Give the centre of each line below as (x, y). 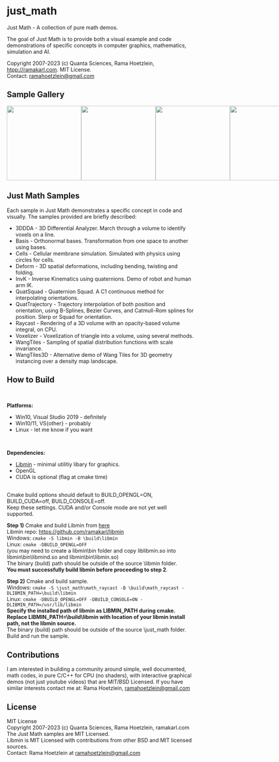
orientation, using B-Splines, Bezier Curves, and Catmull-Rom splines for (104, 310)
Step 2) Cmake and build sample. (48, 581)
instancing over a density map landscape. (67, 361)
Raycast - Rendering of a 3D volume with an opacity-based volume (98, 323)
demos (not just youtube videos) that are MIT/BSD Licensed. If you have (95, 682)
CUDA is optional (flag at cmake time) (61, 477)
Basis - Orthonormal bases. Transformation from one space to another (102, 241)
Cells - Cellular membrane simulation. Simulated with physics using (98, 253)
